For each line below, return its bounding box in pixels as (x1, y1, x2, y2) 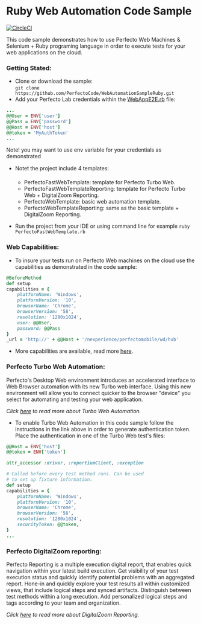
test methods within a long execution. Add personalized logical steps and (6, 593, 188, 600)
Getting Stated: (6, 63, 52, 72)
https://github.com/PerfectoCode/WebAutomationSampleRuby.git (14, 91, 175, 97)
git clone (14, 85, 40, 91)
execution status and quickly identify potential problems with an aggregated (6, 574, 194, 581)
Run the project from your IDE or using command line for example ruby (14, 222, 190, 230)
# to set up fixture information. (6, 477, 93, 483)
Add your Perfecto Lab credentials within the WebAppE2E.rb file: (14, 95, 176, 103)
